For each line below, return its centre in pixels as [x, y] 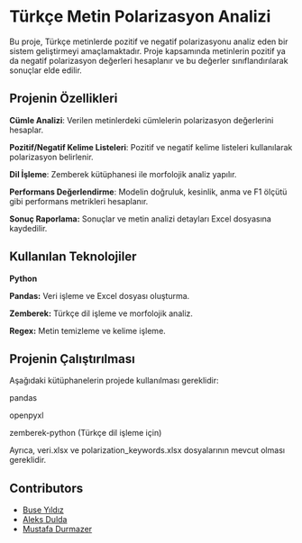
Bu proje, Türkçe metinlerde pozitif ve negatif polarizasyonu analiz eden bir [149, 41]
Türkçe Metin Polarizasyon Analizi [140, 17]
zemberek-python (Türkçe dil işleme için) [86, 433]
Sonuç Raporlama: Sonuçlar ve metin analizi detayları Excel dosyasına [141, 219]
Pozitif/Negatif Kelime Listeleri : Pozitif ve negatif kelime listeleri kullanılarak [151, 147]
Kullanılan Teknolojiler [73, 257]
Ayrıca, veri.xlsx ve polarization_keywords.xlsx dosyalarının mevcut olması [147, 450]
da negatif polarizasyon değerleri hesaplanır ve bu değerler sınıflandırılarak [149, 60]
